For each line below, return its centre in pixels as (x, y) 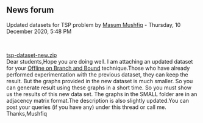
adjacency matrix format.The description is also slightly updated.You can (98, 100)
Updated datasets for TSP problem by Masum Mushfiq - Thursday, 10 (94, 24)
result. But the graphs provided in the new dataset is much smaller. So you (100, 81)
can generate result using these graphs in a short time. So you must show (99, 88)
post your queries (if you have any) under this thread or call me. (86, 107)
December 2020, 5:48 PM (39, 31)
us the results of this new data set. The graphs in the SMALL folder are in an (102, 94)
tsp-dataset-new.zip (32, 55)
